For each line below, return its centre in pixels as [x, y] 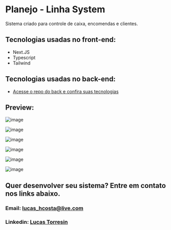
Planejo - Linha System [55, 9]
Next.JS [21, 52]
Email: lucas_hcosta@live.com [44, 208]
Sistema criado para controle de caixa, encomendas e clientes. [72, 24]
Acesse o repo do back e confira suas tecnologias [66, 91]
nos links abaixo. [33, 193]
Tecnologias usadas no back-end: [61, 79]
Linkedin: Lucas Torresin [37, 222]
